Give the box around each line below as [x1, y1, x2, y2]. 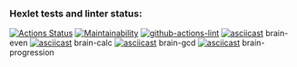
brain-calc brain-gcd [74, 37, 196, 48]
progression [9, 47, 54, 58]
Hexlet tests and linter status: [9, 7, 143, 20]
